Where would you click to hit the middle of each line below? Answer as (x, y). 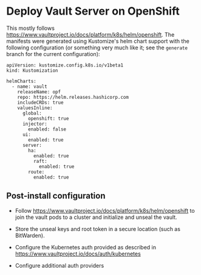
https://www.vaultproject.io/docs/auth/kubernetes (78, 254)
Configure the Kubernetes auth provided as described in (86, 247)
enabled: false (47, 129)
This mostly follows (30, 28)
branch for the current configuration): (53, 54)
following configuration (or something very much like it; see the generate (97, 48)
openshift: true (49, 118)
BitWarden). (30, 235)
